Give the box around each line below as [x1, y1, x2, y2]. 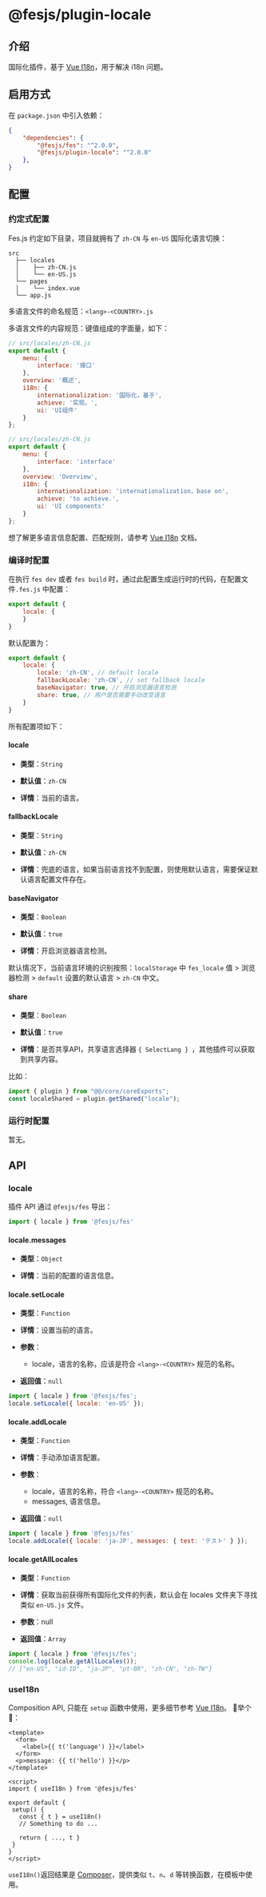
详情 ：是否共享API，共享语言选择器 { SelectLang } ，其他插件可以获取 [19, 1045, 256, 1054]
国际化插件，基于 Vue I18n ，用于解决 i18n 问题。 [8, 62, 168, 71]
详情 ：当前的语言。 [19, 793, 84, 803]
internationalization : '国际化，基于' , [37, 391, 162, 399]
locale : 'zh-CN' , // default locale [37, 669, 159, 677]
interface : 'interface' [37, 457, 116, 465]
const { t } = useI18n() [18, 1813, 102, 1821]
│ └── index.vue [15, 284, 81, 293]
